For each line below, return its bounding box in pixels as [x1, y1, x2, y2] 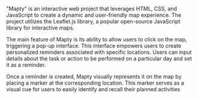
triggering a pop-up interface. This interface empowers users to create [6, 42, 182, 49]
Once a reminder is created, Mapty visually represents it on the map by [6, 73, 182, 80]
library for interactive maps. [6, 24, 75, 31]
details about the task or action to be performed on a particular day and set [6, 55, 192, 62]
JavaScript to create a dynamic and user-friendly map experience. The [6, 11, 182, 19]
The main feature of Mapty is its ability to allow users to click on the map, [6, 36, 187, 43]
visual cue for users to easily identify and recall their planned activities [6, 86, 181, 92]
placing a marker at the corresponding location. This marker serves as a [6, 79, 184, 86]
